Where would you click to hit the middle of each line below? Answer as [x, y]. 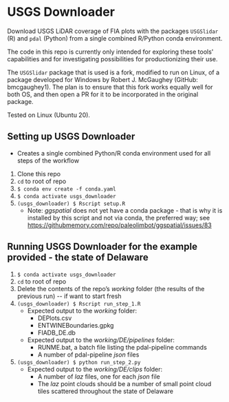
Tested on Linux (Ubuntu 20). [49, 115]
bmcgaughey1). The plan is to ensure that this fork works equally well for [110, 87]
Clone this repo [39, 173]
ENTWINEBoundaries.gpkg [76, 325]
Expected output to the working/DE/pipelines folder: [101, 340]
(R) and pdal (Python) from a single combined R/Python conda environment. [115, 38]
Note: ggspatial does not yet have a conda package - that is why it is [125, 210]
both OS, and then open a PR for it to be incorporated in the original [103, 94]
